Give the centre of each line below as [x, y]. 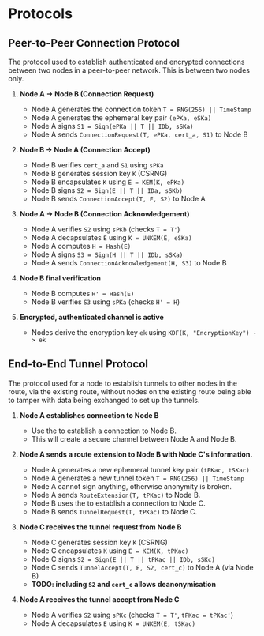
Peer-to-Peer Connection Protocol [94, 43]
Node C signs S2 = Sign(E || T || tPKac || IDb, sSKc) [123, 559]
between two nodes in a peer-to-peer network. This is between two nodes [129, 70]
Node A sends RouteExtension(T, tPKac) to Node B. [116, 495]
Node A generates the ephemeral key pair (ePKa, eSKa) [121, 118]
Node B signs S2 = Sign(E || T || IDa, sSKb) [107, 190]
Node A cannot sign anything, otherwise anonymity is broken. [132, 486]
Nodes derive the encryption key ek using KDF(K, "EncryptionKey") [140, 332]
